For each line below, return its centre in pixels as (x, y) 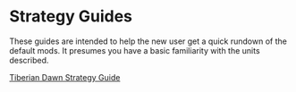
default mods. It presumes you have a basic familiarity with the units (135, 50)
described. (29, 60)
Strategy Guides (71, 17)
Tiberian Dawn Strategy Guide (65, 77)
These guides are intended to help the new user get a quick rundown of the (148, 41)
